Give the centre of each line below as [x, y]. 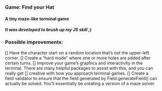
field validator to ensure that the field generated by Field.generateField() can [81, 78]
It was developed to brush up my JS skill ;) [48, 30]
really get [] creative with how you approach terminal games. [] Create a [77, 73]
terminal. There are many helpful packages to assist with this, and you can [79, 68]
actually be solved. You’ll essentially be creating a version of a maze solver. [80, 83]
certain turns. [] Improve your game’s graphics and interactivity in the [74, 63]
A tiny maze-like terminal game [37, 19]
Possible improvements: [34, 42]
